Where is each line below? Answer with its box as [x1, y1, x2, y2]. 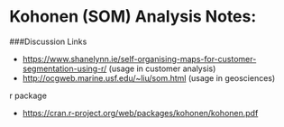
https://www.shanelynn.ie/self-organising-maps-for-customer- [22, 53, 257, 64]
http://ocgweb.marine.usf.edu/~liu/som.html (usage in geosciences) [22, 72, 276, 83]
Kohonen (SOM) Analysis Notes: [9, 6, 257, 27]
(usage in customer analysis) [108, 63, 216, 74]
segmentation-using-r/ [22, 63, 107, 74]
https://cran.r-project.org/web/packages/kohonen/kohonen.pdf [22, 107, 259, 118]
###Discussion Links [9, 36, 87, 47]
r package [9, 90, 48, 101]
